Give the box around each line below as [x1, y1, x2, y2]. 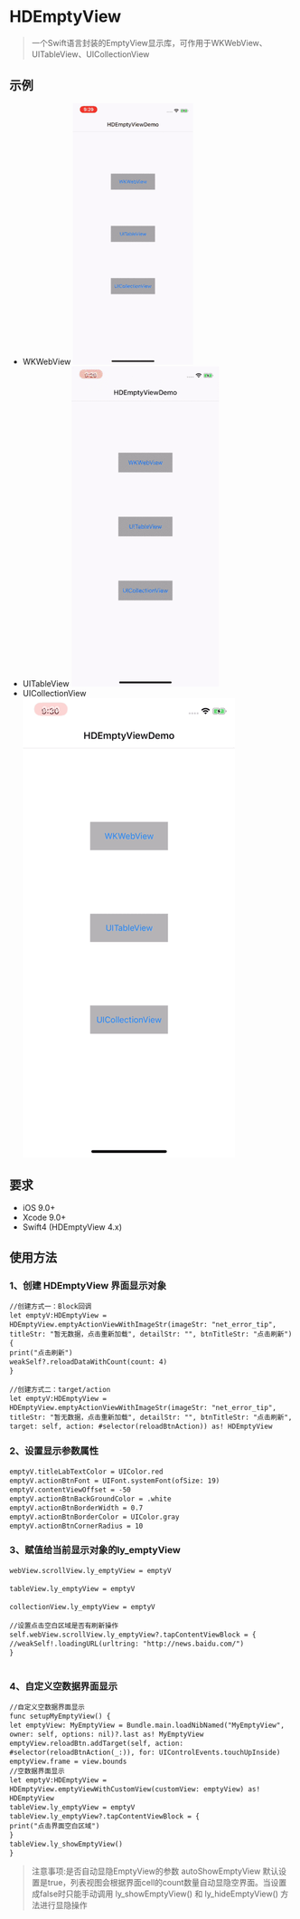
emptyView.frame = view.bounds [9, 1757, 127, 1767]
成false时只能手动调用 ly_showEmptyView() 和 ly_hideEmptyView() [31, 1888, 278, 1899]
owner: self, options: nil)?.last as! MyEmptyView [9, 1730, 204, 1740]
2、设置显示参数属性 [9, 1444, 99, 1457]
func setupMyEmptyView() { [9, 1712, 111, 1722]
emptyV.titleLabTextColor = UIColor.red [9, 1467, 164, 1476]
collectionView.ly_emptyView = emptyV [9, 1602, 155, 1611]
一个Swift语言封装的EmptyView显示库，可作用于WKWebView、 [31, 37, 268, 48]
